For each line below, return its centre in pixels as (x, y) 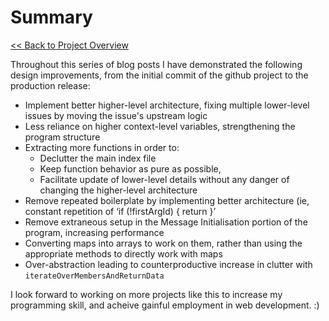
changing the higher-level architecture (118, 190)
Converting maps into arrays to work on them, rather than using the (163, 243)
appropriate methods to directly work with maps (123, 253)
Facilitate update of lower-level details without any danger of (164, 179)
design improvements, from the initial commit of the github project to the (159, 75)
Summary (51, 17)
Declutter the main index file (98, 158)
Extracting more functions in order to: (102, 147)
